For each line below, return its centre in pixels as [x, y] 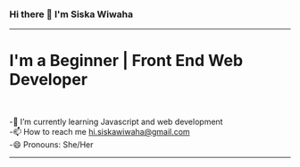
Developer [48, 80]
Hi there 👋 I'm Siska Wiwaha [71, 14]
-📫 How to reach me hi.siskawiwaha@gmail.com [100, 132]
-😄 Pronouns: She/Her [51, 145]
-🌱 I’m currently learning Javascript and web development [116, 122]
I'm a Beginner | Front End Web [126, 61]
